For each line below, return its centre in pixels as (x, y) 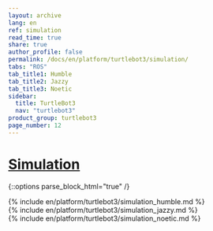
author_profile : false (45, 52)
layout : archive (35, 15)
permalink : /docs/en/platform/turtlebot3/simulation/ (99, 60)
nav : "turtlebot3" (46, 111)
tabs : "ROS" (28, 67)
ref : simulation (35, 30)
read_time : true (35, 37)
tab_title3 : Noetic (40, 89)
